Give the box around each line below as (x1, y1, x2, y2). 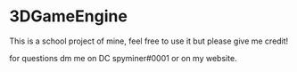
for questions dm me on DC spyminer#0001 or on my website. (9, 52, 238, 63)
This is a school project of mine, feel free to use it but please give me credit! (9, 36, 289, 46)
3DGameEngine (9, 6, 128, 27)
